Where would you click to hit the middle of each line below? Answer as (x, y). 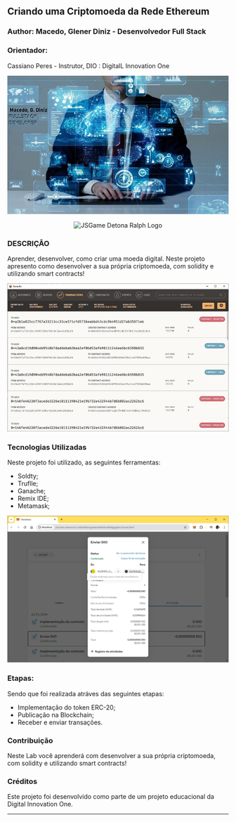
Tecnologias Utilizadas (47, 447)
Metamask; (34, 506)
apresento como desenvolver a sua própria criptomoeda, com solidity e (111, 266)
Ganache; (31, 491)
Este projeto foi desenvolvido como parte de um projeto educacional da (111, 797)
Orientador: (27, 51)
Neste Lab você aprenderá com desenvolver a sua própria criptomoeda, (112, 755)
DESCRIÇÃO (28, 243)
